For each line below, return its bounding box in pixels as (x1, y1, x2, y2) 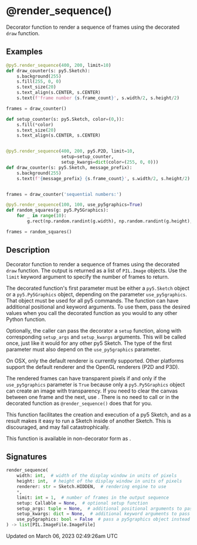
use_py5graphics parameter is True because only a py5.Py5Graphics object (6, 381, 185, 388)
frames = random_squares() (6, 229, 72, 235)
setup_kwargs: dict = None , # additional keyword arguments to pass (16, 511, 191, 517)
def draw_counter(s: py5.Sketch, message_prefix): (6, 164, 133, 171)
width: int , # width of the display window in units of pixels (16, 473, 177, 479)
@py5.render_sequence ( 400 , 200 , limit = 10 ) (6, 62, 111, 68)
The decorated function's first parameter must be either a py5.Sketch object (6, 285, 189, 292)
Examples (6, 47, 43, 57)
